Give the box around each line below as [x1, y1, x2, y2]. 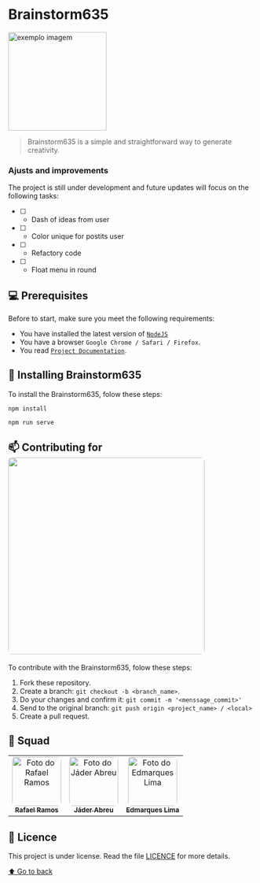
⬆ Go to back [8, 866, 53, 876]
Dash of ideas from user [31, 215, 110, 224]
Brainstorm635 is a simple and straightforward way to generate [27, 136, 233, 147]
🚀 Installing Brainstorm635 [8, 369, 142, 382]
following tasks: [8, 191, 59, 201]
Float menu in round [31, 265, 97, 275]
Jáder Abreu [73, 806, 114, 814]
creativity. [27, 145, 60, 154]
